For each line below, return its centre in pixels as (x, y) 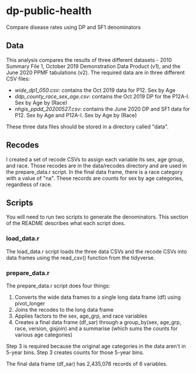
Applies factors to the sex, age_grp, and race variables (81, 316)
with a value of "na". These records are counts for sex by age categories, (95, 178)
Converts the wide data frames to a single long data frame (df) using (98, 297)
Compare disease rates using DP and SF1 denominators (74, 27)
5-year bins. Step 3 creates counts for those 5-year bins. (75, 352)
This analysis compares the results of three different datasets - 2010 (89, 60)
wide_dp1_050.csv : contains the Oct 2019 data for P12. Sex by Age (95, 90)
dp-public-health (49, 11)
